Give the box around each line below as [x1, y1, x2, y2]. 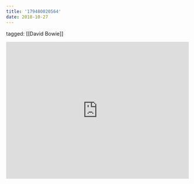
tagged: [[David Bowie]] [6, 30, 64, 37]
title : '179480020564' [6, 8, 61, 15]
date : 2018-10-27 [6, 14, 49, 20]
